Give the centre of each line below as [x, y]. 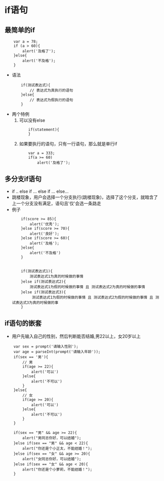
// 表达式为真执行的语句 [52, 90]
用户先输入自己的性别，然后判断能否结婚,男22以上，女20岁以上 [76, 336]
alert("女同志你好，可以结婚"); [52, 459]
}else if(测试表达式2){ [43, 282]
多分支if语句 [23, 179]
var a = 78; [26, 42]
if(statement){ [44, 130]
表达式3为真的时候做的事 [37, 303]
